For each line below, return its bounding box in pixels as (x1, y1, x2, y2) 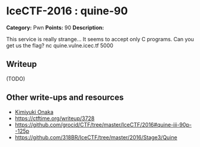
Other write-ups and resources (6, 93, 124, 103)
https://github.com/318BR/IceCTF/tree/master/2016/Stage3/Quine (14, 133, 177, 141)
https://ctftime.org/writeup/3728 (14, 115, 95, 122)
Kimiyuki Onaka (14, 108, 54, 115)
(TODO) (6, 75, 26, 82)
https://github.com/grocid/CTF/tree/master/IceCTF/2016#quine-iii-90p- (14, 121, 192, 128)
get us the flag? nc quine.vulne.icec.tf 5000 (6, 42, 113, 49)
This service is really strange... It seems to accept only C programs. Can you (6, 35, 194, 42)
